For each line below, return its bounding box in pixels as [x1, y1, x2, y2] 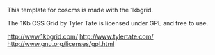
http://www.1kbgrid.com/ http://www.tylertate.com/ [7, 32, 154, 41]
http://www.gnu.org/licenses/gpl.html [7, 40, 115, 47]
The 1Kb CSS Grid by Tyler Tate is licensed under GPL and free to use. [7, 19, 209, 27]
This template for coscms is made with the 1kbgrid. [7, 6, 154, 14]
